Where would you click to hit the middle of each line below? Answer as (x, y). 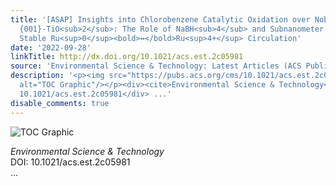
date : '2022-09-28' (51, 47)
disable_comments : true (60, 103)
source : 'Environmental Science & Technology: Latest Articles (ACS (156, 66)
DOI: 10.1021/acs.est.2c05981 (70, 162)
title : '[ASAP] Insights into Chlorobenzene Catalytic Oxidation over (160, 19)
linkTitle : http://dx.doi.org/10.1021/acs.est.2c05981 (127, 57)
